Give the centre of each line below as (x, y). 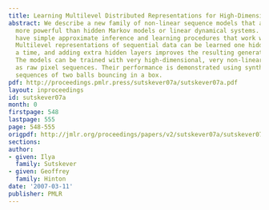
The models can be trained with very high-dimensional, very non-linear (139, 61)
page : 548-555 (32, 127)
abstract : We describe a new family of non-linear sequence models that (132, 23)
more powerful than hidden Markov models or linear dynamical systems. (138, 30)
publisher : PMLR (35, 194)
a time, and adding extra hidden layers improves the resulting (125, 53)
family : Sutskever (46, 164)
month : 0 (23, 105)
